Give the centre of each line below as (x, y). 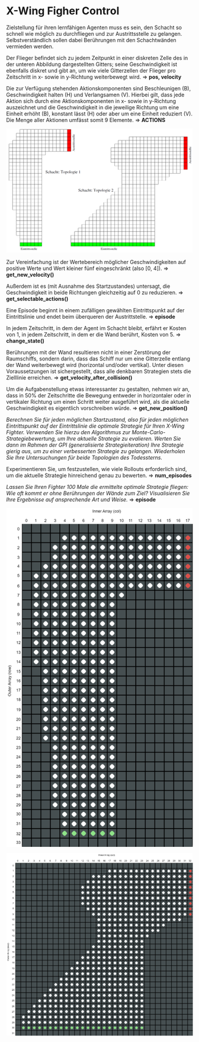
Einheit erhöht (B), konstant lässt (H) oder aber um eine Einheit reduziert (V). (99, 114)
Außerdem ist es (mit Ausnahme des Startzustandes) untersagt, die (88, 286)
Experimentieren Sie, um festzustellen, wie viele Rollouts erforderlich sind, (97, 469)
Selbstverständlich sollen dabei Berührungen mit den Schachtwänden (91, 40)
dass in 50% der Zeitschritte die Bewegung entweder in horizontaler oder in (99, 396)
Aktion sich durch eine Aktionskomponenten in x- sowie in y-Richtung (91, 101)
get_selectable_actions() (37, 299)
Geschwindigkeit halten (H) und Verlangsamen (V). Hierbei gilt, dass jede (95, 95)
